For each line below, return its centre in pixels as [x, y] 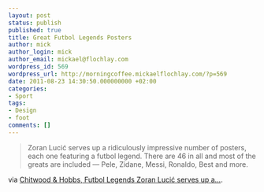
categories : [28, 89]
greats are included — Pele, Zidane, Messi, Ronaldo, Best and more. [138, 164]
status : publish [35, 23]
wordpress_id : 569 [38, 67]
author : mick [30, 45]
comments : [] [30, 125]
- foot [19, 118]
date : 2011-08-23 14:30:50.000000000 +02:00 [82, 81]
